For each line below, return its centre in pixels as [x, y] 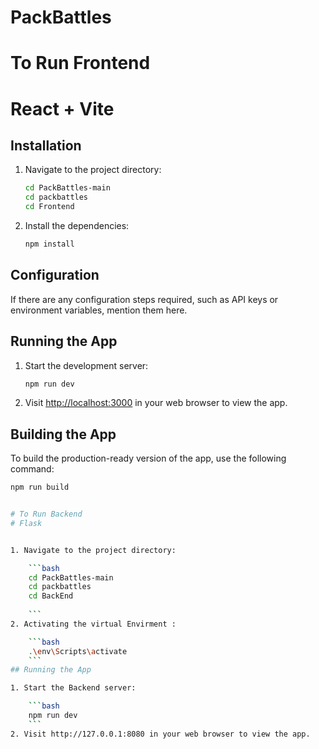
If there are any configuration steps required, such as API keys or [144, 299]
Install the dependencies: [77, 225]
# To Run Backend [46, 514]
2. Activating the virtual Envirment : [93, 624]
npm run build [40, 487]
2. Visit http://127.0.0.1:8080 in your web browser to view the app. [160, 734]
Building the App [63, 434]
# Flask [26, 523]
